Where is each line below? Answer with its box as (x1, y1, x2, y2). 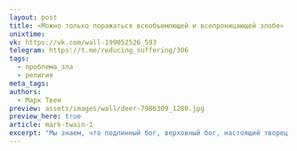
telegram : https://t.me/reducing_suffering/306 (9, 46, 189, 55)
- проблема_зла (17, 63, 74, 72)
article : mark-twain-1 (9, 121, 93, 130)
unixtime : (9, 29, 46, 38)
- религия (17, 71, 53, 80)
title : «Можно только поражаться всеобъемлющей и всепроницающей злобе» (9, 21, 285, 30)
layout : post (9, 12, 58, 22)
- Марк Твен (17, 95, 62, 105)
